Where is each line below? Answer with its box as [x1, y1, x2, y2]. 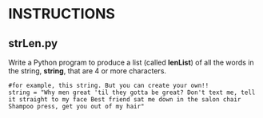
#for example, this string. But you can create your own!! [8, 81, 209, 89]
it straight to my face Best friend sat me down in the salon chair [8, 96, 241, 104]
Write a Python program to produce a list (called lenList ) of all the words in [8, 57, 254, 67]
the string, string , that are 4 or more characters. [8, 66, 166, 76]
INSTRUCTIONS [8, 5, 116, 23]
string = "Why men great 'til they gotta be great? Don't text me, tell [8, 88, 256, 96]
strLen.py [8, 37, 58, 50]
